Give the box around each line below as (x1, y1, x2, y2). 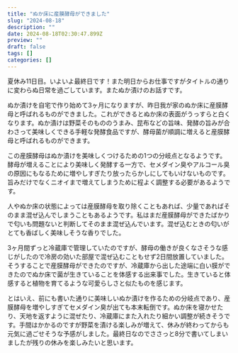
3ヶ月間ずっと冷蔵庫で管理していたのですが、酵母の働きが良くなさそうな (7, 243, 222, 252)
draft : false (7, 43, 46, 50)
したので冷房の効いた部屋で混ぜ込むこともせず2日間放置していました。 (19, 252, 229, 261)
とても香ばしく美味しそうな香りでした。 (7, 228, 125, 237)
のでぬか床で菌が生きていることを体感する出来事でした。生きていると (19, 270, 225, 279)
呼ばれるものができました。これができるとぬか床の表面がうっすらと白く (19, 109, 231, 118)
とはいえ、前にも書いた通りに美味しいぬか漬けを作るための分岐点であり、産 (7, 293, 231, 302)
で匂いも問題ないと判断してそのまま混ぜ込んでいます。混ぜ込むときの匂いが (7, 219, 230, 228)
